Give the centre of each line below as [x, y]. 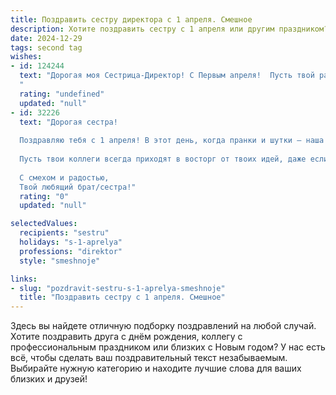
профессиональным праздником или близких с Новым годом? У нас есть [168, 347]
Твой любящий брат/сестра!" [78, 187]
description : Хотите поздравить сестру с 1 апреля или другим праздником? [169, 29]
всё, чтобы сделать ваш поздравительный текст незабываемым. [149, 358]
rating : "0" [44, 196]
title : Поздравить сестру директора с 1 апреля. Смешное [131, 19]
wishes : [26, 57]
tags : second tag [46, 47]
